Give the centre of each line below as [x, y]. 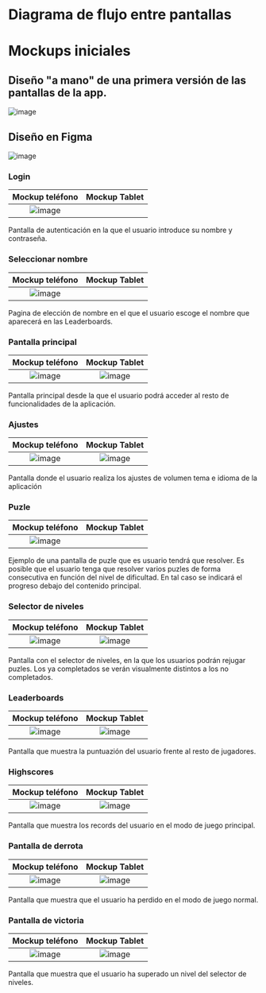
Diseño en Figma [50, 137]
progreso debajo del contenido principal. [75, 586]
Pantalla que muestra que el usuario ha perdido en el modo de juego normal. [133, 899]
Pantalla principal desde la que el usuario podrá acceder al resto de [119, 395]
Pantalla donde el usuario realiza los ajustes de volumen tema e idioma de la [133, 478]
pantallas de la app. [58, 93]
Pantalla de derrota [46, 846]
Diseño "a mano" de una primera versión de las [127, 80]
